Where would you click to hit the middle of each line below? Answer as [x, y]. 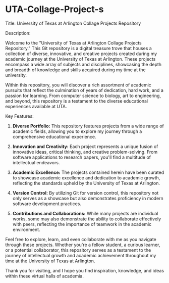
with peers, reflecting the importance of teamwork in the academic [82, 224]
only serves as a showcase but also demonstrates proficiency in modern [88, 198]
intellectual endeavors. [36, 162]
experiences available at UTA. [36, 106]
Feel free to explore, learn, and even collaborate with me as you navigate [81, 239]
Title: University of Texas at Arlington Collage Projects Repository [73, 23]
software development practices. [47, 204]
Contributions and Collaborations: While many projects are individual [85, 213]
